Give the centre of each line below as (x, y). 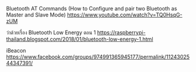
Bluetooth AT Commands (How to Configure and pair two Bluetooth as (92, 9)
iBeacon (16, 50)
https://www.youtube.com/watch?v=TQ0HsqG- (125, 15)
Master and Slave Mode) (36, 15)
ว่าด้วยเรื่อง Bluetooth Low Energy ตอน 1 (51, 32)
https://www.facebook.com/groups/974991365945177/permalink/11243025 (98, 57)
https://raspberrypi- (121, 32)
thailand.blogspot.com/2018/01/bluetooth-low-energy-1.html (80, 39)
